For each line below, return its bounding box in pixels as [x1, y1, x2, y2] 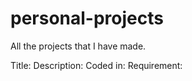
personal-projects [10, 7, 164, 30]
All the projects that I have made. [10, 40, 147, 52]
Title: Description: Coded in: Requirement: [10, 59, 183, 71]
